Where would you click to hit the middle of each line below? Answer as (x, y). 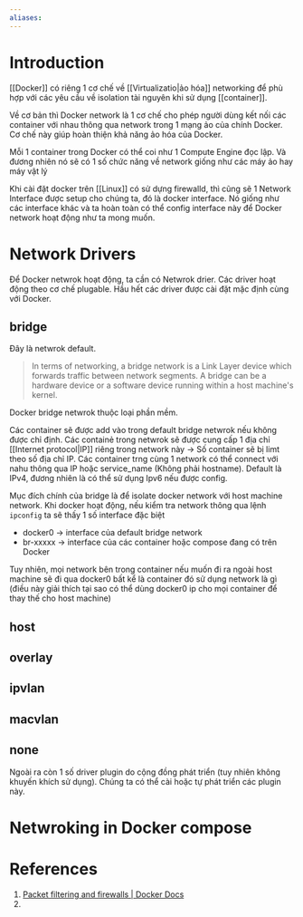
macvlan (34, 719)
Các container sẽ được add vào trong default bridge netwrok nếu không (143, 430)
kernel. (44, 395)
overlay (31, 658)
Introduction (57, 62)
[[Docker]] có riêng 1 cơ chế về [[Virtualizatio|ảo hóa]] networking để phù (146, 88)
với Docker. (30, 298)
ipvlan (27, 688)
